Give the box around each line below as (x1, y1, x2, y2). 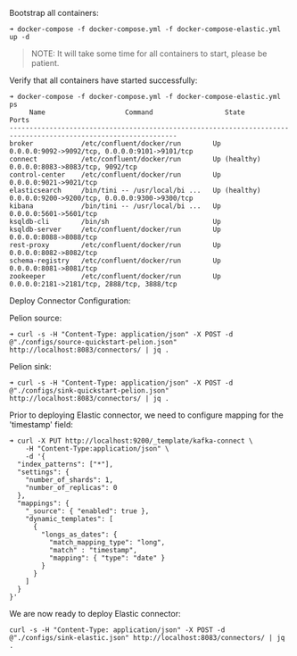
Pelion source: (9, 312, 62, 323)
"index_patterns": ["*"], (17, 460, 114, 469)
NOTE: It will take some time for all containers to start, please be (30, 48, 268, 59)
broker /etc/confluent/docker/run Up (9, 139, 221, 148)
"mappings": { (17, 499, 70, 508)
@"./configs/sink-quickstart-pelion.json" (9, 386, 169, 395)
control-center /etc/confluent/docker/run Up (9, 170, 221, 179)
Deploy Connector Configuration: (9, 295, 131, 306)
